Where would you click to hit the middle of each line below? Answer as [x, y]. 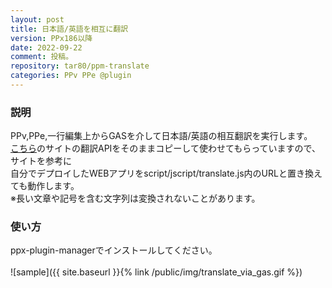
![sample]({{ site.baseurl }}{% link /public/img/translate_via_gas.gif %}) [156, 272]
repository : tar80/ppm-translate [80, 66]
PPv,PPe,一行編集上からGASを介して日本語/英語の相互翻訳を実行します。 [161, 136]
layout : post [37, 19]
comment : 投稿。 [42, 57]
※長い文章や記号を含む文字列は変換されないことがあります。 [135, 198]
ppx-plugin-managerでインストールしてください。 [114, 250]
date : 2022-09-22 [46, 47]
